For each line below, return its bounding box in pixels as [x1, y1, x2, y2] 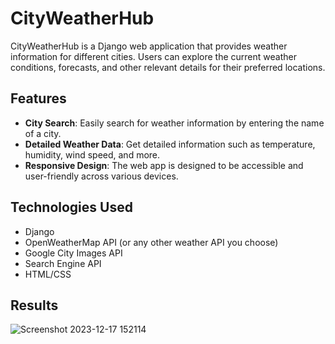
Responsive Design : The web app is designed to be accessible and [24, 159, 304, 171]
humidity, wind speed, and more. [24, 148, 161, 161]
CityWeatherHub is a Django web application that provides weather [10, 40, 288, 52]
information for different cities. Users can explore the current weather [10, 50, 297, 62]
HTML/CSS [24, 268, 72, 280]
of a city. [24, 127, 62, 139]
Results [10, 297, 59, 314]
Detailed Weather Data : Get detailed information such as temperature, [24, 138, 316, 150]
